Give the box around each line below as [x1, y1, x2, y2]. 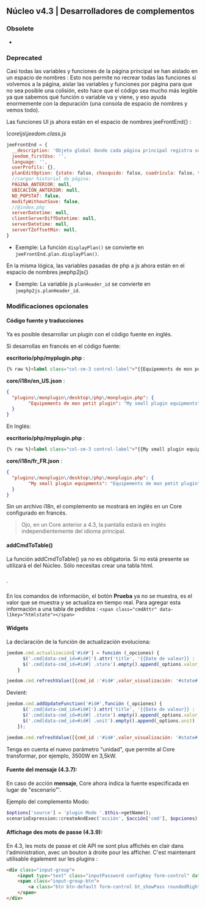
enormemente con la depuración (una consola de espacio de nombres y [6, 99, 188, 107]
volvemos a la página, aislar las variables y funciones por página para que [6, 80, 192, 87]
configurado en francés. [6, 509, 67, 516]
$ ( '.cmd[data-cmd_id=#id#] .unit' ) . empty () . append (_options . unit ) [22, 718, 195, 724]
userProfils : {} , [12, 164, 56, 171]
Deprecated [6, 53, 43, 62]
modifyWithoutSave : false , [12, 198, 81, 204]
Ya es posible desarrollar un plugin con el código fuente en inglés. [6, 330, 173, 338]
